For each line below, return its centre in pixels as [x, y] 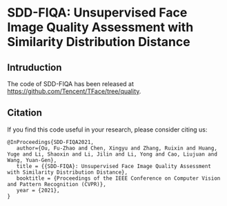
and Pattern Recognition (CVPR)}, [57, 184]
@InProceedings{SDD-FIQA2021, [51, 142]
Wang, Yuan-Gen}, [32, 160]
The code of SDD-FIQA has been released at [71, 84]
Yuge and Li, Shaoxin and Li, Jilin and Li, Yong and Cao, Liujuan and [112, 154]
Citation [25, 113]
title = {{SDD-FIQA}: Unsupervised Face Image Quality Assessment [114, 166]
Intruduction [34, 67]
